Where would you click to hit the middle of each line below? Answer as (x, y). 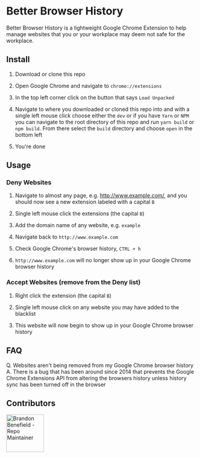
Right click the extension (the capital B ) (63, 295)
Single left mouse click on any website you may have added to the (97, 307)
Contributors (31, 403)
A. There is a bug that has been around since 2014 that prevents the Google (100, 371)
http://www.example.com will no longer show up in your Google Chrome (103, 260)
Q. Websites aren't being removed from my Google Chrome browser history (100, 365)
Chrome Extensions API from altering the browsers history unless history (96, 378)
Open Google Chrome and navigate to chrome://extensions (88, 86)
